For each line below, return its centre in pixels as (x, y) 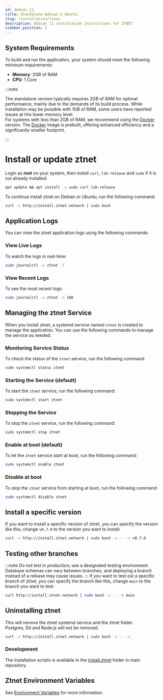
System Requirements (40, 48)
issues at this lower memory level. (39, 114)
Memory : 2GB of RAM (35, 74)
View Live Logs (24, 245)
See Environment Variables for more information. (54, 692)
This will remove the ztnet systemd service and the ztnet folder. (69, 622)
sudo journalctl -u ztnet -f (35, 265)
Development (22, 649)
